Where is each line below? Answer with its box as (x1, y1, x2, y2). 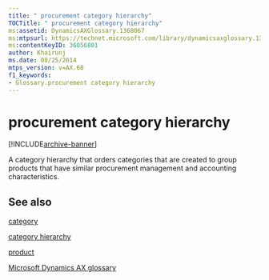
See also (8, 195, 52, 209)
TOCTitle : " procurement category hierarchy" (8, 19, 163, 27)
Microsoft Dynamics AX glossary (8, 263, 117, 273)
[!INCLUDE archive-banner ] (8, 139, 98, 149)
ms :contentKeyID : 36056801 (8, 42, 98, 50)
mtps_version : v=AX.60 (8, 64, 84, 72)
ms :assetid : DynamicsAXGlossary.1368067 (8, 26, 146, 34)
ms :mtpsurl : (8, 34, 48, 42)
